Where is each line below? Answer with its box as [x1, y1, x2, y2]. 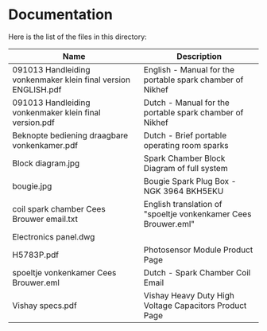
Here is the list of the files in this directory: [8, 32, 147, 41]
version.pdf [12, 117, 56, 128]
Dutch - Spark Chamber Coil [143, 267, 251, 278]
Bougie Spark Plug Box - [143, 175, 237, 186]
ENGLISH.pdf [12, 84, 62, 95]
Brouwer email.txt [12, 213, 78, 224]
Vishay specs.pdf [12, 300, 77, 311]
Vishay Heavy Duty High [143, 290, 234, 301]
